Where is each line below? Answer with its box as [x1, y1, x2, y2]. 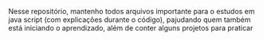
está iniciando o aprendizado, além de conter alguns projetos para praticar [8, 24, 253, 32]
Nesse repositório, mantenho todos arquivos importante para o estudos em [8, 7, 255, 16]
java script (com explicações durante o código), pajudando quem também [8, 15, 251, 24]
